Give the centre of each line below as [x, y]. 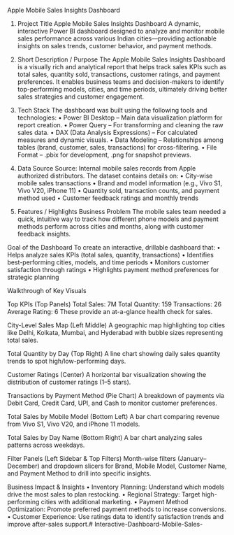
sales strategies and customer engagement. [81, 97]
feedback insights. [44, 234]
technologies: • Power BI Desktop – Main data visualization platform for [120, 117]
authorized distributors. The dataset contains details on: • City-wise [115, 176]
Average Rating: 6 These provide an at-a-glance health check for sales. [110, 312]
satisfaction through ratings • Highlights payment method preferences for [113, 270]
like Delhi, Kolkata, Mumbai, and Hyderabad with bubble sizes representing [115, 333]
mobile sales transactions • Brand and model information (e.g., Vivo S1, [119, 183]
